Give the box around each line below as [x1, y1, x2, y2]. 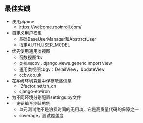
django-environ [19, 88, 50, 94]
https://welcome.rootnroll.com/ [19, 24, 82, 30]
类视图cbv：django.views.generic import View [19, 60, 112, 66]
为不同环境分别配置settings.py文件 [11, 94, 82, 100]
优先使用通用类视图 [11, 48, 51, 54]
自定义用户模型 [11, 30, 42, 36]
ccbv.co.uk [19, 72, 41, 78]
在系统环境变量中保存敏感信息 [11, 78, 72, 83]
